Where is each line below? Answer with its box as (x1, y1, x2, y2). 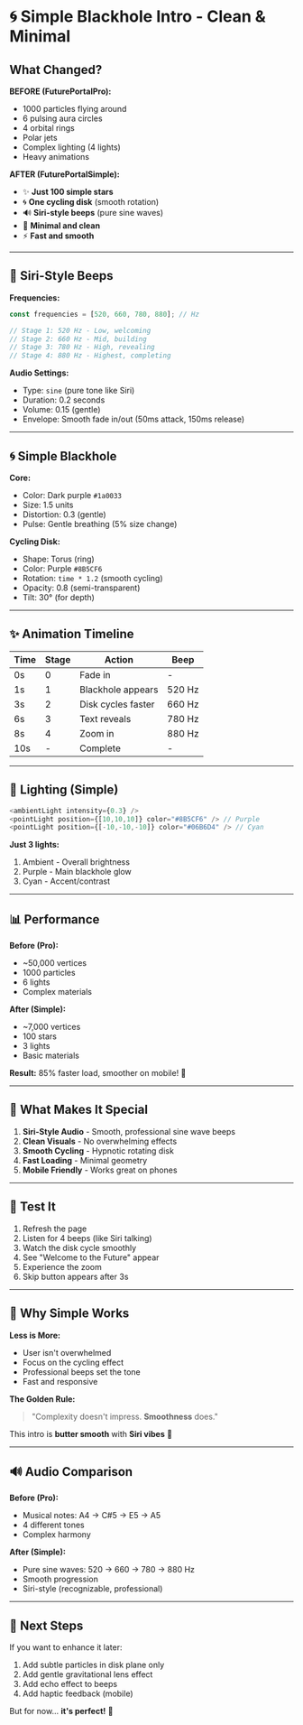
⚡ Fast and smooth (22, 230, 95, 241)
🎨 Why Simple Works (9, 1306, 130, 1322)
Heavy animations (22, 152, 90, 162)
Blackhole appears (79, 683, 159, 696)
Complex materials (22, 987, 93, 997)
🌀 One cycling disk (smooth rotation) (22, 197, 160, 207)
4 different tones (22, 1519, 85, 1531)
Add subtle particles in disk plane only (22, 1659, 165, 1671)
